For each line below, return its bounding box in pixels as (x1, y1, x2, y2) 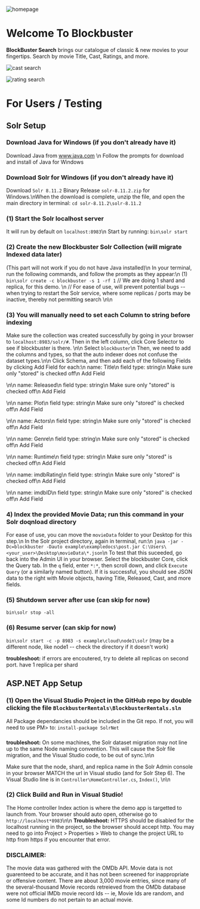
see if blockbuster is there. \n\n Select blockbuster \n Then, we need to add (6, 344, 191, 351)
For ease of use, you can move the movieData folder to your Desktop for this (6, 531, 192, 538)
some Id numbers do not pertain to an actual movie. (6, 896, 133, 904)
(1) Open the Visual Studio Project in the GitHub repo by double (6, 696, 192, 705)
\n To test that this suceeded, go (102, 549, 182, 556)
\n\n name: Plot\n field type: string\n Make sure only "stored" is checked (6, 399, 184, 406)
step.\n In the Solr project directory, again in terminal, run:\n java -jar (6, 538, 179, 545)
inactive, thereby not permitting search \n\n (6, 296, 113, 303)
